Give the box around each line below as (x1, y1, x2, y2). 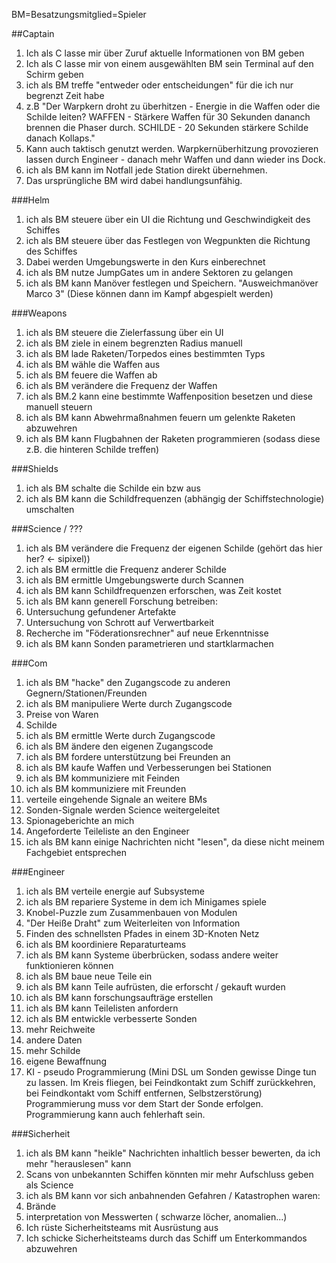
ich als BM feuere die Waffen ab (25, 369, 158, 381)
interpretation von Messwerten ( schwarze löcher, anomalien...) (25, 1211, 288, 1223)
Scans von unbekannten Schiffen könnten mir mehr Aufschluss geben (25, 1169, 314, 1180)
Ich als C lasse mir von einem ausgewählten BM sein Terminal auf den (25, 58, 314, 69)
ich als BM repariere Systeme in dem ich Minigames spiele (25, 896, 267, 908)
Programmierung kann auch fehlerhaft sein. (25, 1109, 206, 1120)
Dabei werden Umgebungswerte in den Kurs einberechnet (25, 256, 266, 268)
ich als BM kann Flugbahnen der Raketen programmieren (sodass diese (25, 433, 321, 444)
